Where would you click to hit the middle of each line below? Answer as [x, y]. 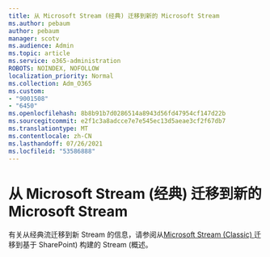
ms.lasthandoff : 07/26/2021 [56, 143]
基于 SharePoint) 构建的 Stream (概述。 [87, 245]
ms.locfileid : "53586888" [52, 151]
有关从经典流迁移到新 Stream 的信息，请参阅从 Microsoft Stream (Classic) [131, 234]
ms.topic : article [39, 53]
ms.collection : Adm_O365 [50, 83]
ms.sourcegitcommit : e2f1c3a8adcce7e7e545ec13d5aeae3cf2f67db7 [117, 121]
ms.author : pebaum [39, 23]
